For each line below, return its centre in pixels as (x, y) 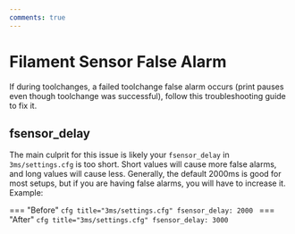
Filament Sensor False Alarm (118, 61)
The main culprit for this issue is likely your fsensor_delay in (119, 155)
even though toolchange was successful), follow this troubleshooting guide (147, 96)
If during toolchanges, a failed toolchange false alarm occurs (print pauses (147, 87)
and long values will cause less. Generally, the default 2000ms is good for (145, 174)
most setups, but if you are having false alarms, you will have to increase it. (147, 183)
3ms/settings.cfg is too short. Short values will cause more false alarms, (143, 164)
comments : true (38, 17)
